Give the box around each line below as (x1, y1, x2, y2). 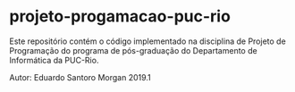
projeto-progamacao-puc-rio (9, 6, 231, 27)
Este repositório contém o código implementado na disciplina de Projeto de (9, 36, 286, 46)
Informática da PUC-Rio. (9, 54, 99, 65)
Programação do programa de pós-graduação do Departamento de (9, 45, 257, 55)
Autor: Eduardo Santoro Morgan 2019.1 (9, 71, 152, 82)
